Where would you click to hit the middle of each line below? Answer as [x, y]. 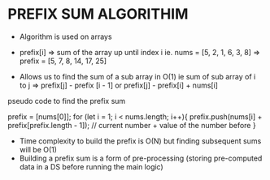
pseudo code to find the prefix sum [67, 101]
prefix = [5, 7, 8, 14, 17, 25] [63, 61]
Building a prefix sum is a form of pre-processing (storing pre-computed [141, 158]
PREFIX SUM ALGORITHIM [98, 14]
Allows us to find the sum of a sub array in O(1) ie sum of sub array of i [137, 76]
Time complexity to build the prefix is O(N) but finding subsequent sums [140, 141]
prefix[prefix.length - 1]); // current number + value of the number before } [132, 125]
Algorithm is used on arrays [65, 36]
